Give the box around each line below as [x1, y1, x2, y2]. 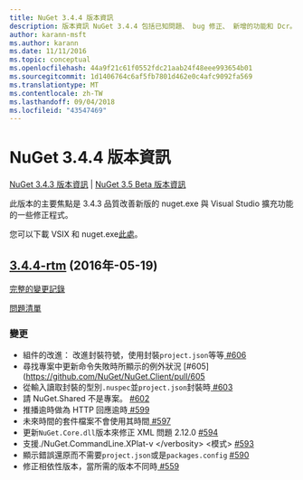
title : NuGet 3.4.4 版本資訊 [9, 13, 114, 23]
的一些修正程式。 [9, 210, 73, 221]
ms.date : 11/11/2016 [9, 47, 88, 56]
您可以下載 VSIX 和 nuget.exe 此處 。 [9, 229, 143, 240]
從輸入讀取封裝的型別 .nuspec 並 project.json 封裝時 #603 [22, 381, 233, 393]
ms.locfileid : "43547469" [9, 106, 107, 115]
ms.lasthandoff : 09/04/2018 [9, 97, 116, 107]
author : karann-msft [9, 30, 88, 39]
